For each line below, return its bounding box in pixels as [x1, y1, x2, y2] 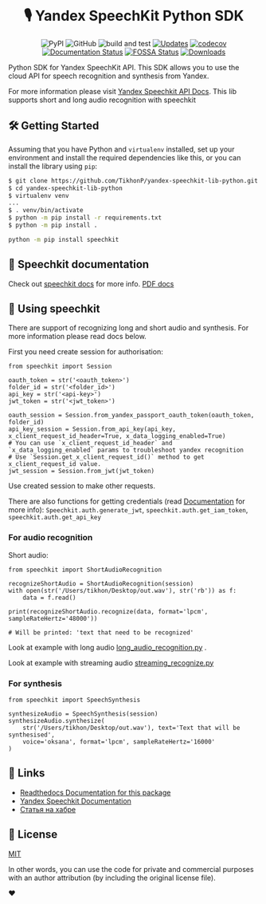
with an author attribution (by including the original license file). [8, 873, 217, 882]
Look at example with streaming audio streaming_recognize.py [8, 657, 214, 667]
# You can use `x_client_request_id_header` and [8, 440, 173, 448]
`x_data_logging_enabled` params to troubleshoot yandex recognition [8, 446, 244, 455]
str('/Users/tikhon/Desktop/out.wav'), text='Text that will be [22, 724, 241, 732]
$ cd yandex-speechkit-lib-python [8, 184, 123, 192]
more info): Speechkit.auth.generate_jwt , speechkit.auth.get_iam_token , [8, 505, 248, 515]
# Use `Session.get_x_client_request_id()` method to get [8, 453, 205, 461]
